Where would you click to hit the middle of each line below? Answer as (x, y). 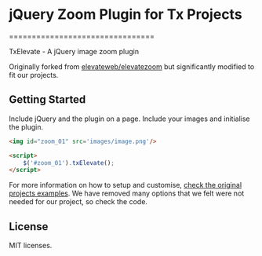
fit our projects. (34, 75)
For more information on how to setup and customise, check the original (126, 185)
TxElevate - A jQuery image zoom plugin (74, 51)
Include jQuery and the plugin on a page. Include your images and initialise (129, 119)
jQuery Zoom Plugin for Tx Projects (126, 15)
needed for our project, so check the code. (78, 202)
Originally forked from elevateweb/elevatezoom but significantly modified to (132, 66)
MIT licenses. (31, 246)
